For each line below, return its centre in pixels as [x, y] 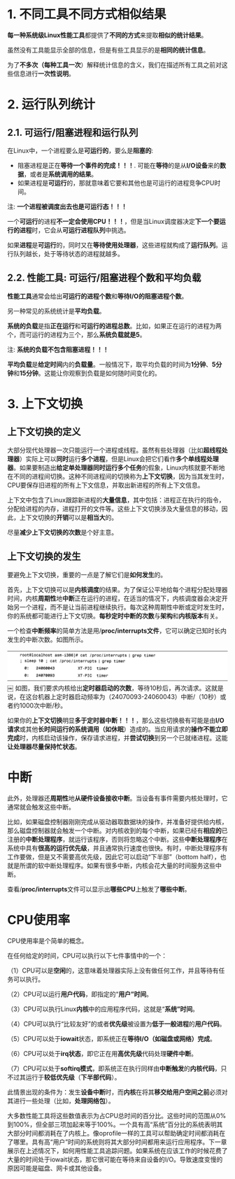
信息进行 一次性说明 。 [44, 73]
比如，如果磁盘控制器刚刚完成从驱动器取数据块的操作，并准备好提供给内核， [117, 821]
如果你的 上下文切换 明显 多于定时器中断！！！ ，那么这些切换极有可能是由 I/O [116, 720]
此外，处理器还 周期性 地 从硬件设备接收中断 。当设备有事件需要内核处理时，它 [117, 798]
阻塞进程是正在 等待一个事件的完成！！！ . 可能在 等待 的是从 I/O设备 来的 [119, 165]
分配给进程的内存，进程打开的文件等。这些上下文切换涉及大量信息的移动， [114, 509]
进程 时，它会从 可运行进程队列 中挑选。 [74, 230]
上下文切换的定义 [44, 432]
